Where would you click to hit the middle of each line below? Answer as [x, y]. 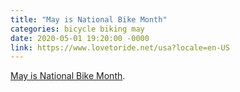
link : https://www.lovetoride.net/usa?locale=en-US [120, 47]
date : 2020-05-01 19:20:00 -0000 [80, 38]
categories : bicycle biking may [77, 29]
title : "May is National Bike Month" [89, 19]
